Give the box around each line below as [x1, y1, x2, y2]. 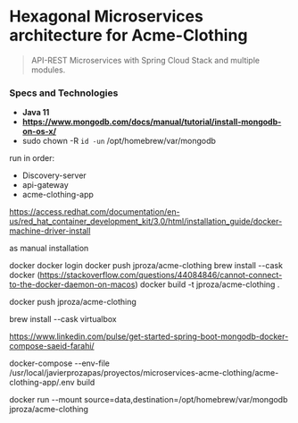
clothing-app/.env [9, 377, 75, 388]
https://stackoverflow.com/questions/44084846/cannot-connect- [39, 270, 283, 281]
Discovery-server [21, 170, 87, 181]
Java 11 [21, 107, 50, 118]
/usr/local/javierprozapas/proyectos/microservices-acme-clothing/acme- [9, 368, 279, 378]
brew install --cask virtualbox [9, 314, 118, 325]
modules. [30, 64, 66, 75]
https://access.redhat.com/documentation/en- [9, 207, 180, 217]
